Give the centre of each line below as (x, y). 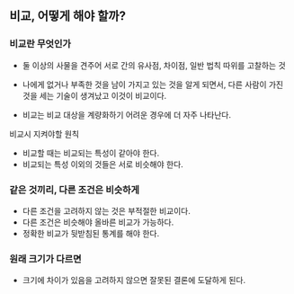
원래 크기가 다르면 (46, 259)
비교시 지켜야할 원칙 (44, 134)
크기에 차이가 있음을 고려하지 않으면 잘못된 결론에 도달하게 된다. (134, 281)
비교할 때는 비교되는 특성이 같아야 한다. (91, 153)
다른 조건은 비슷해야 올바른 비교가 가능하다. (98, 222)
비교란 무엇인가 (40, 44)
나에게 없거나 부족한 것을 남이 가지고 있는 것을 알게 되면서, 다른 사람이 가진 (153, 85)
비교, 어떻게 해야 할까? (67, 16)
